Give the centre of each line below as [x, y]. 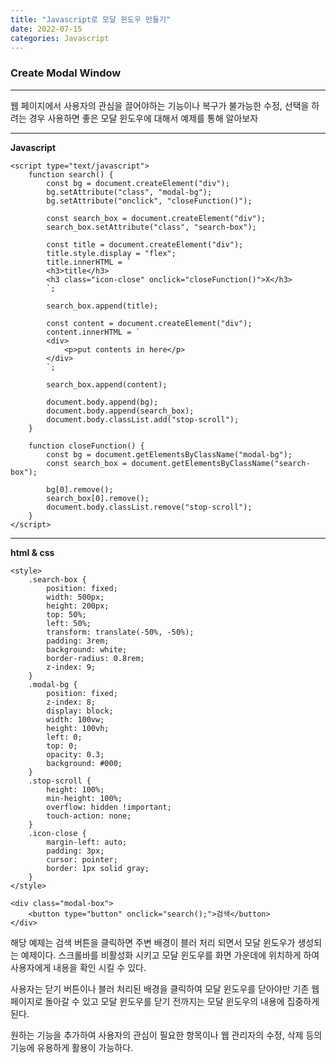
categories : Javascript [60, 38]
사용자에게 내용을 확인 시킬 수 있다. [78, 967]
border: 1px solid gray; [98, 868]
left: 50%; [69, 623]
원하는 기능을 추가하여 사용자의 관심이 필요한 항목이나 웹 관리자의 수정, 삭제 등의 [166, 1035]
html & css [32, 552]
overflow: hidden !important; [109, 807]
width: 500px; [75, 597]
